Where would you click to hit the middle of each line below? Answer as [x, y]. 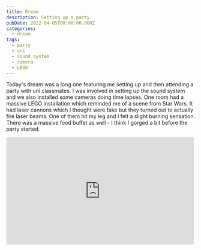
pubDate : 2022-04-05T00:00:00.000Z [51, 23]
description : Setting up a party [48, 17]
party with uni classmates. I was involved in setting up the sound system [96, 91]
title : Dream [22, 12]
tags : [13, 40]
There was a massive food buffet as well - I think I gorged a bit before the [97, 123]
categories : [21, 28]
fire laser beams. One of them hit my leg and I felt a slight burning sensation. [101, 116]
